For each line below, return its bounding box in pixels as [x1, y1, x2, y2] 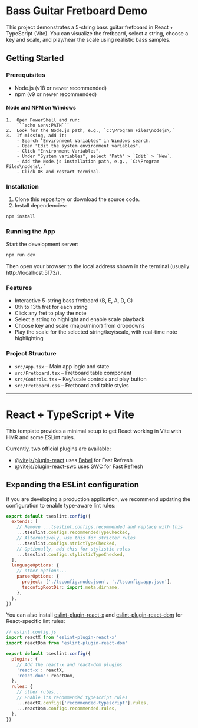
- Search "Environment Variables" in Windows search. [16, 137, 151, 144]
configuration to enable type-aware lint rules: [6, 502, 116, 509]
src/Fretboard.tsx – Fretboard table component [14, 369, 132, 376]
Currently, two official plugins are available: [6, 445, 111, 452]
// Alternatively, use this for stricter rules [16, 535, 136, 541]
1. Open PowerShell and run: [6, 117, 81, 123]
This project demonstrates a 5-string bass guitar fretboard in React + [6, 24, 174, 31]
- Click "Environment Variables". [16, 148, 101, 154]
